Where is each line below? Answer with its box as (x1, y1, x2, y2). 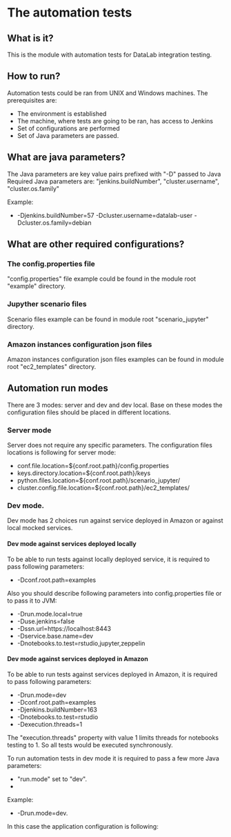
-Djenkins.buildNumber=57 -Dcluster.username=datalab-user (17, 211, 193, 219)
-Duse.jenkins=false (17, 617, 74, 625)
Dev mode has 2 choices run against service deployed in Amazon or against (7, 516, 223, 525)
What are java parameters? (7, 152, 126, 163)
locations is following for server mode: (7, 448, 116, 456)
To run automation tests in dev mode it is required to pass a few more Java (7, 754, 219, 763)
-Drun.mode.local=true (17, 609, 83, 618)
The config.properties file (7, 259, 95, 268)
